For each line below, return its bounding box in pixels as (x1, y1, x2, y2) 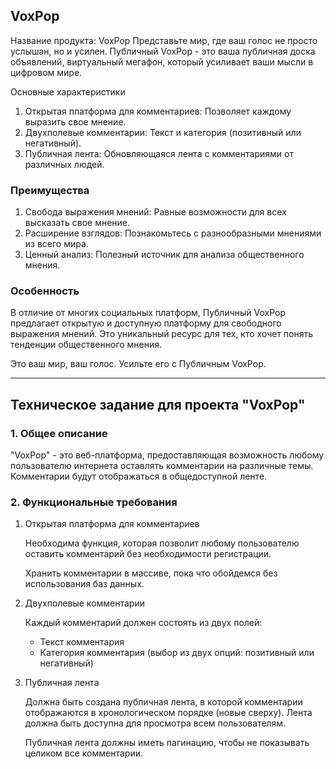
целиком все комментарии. (24, 747, 144, 759)
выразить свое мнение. (24, 115, 127, 128)
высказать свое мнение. (24, 217, 131, 229)
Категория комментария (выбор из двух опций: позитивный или (39, 647, 315, 659)
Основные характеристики (10, 85, 126, 98)
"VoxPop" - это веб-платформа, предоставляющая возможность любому (10, 449, 325, 461)
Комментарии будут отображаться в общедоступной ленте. (10, 470, 268, 483)
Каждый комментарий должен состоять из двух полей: (24, 617, 263, 629)
